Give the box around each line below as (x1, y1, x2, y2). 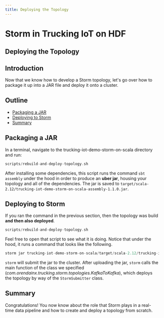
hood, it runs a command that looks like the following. (5, 241, 113, 247)
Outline (5, 96, 28, 105)
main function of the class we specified (5, 265, 84, 271)
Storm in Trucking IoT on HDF (5, 28, 126, 39)
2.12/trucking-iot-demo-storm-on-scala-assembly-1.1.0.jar (5, 186, 128, 192)
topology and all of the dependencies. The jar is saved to (5, 180, 120, 186)
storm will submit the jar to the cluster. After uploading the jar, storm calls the (5, 259, 159, 266)
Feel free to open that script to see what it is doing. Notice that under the (5, 236, 151, 242)
